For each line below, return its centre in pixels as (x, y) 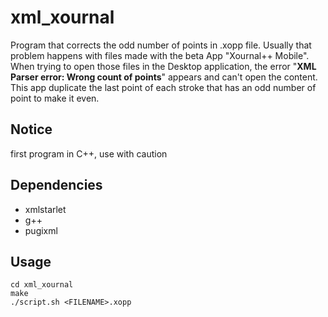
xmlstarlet (45, 209)
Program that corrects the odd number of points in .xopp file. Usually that (161, 45)
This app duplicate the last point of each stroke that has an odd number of (163, 87)
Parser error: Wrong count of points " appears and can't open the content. (164, 77)
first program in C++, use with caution (89, 153)
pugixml (41, 230)
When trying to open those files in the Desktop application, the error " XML (163, 66)
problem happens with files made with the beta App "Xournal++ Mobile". (160, 55)
